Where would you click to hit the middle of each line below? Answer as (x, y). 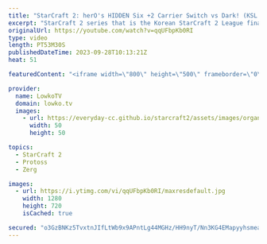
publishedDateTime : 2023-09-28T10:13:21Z (78, 52)
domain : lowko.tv (44, 103)
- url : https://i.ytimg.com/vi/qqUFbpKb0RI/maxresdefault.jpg (120, 192)
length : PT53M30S (37, 45)
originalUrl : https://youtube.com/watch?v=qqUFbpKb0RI (101, 30)
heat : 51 (23, 60)
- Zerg (26, 169)
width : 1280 (42, 199)
